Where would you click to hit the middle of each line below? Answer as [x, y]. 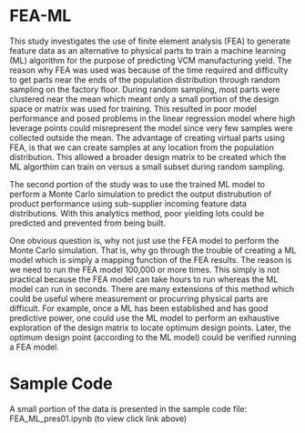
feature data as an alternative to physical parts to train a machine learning [148, 50]
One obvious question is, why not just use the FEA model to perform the [144, 240]
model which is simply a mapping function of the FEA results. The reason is [151, 259]
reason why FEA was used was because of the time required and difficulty [149, 70]
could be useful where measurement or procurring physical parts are [139, 298]
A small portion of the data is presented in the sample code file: [128, 408]
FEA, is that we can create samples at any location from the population [142, 147]
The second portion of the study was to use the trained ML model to [137, 184]
